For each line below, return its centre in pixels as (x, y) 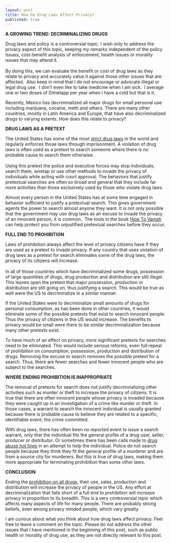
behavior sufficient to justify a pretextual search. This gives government (81, 203)
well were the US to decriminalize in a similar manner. (61, 293)
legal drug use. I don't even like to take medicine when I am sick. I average (84, 87)
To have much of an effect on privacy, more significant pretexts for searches (85, 340)
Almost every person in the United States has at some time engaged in (79, 198)
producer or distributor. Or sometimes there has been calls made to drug (81, 440)
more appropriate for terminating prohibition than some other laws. (75, 462)
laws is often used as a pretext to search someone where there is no (77, 150)
